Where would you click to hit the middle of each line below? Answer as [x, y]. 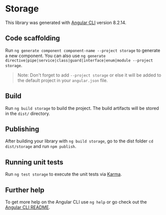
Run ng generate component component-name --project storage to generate [83, 50]
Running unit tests [34, 162]
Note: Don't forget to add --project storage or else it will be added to [89, 75]
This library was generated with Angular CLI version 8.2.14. [66, 22]
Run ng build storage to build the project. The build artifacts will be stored [82, 108]
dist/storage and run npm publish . [41, 146]
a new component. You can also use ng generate [55, 55]
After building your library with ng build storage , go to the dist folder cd [79, 141]
